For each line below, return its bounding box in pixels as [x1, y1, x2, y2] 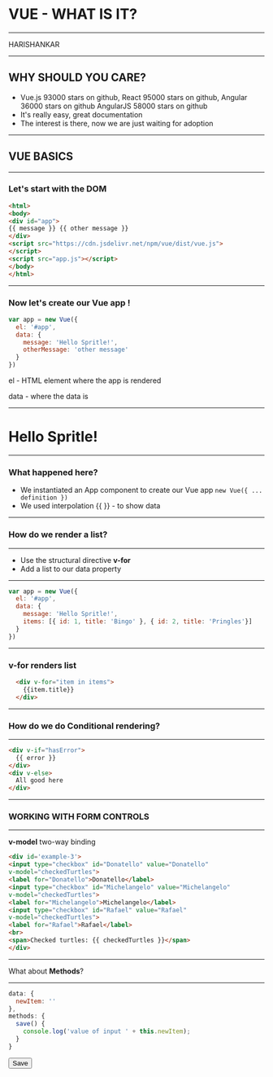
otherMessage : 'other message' [23, 345, 129, 354]
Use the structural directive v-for [19, 555, 132, 565]
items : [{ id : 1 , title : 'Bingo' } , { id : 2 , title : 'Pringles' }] [23, 618, 253, 626]
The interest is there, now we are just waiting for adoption [19, 118, 214, 128]
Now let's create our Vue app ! [8, 297, 131, 308]
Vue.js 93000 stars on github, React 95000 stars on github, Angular [19, 92, 248, 102]
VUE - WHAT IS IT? [8, 5, 138, 24]
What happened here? [8, 466, 98, 477]
